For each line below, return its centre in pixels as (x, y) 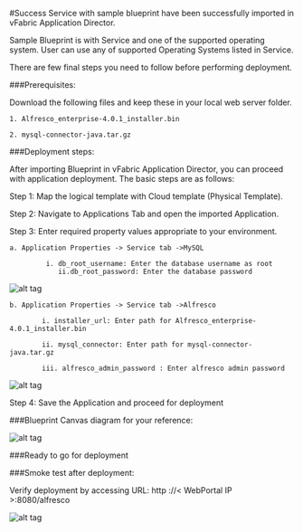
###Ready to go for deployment (69, 455)
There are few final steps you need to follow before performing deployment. (151, 67)
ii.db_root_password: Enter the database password (155, 271)
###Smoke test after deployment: (72, 473)
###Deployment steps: (52, 152)
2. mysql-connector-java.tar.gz (70, 135)
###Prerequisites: (43, 85)
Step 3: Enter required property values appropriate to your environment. (143, 231)
